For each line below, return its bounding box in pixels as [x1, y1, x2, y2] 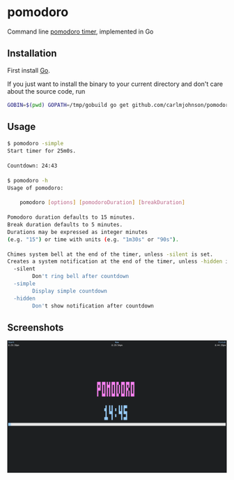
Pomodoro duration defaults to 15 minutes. [7, 214, 136, 221]
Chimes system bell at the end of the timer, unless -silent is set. [7, 251, 214, 258]
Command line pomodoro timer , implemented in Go [7, 27, 154, 36]
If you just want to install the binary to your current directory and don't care [7, 80, 224, 88]
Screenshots [7, 321, 64, 333]
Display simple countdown [32, 287, 108, 294]
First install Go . [7, 66, 51, 74]
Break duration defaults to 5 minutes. [7, 221, 123, 228]
